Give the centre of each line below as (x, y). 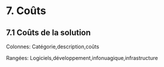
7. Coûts (26, 11)
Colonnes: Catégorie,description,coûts (53, 46)
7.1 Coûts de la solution (48, 33)
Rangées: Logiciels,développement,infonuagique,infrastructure (82, 58)
